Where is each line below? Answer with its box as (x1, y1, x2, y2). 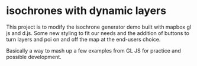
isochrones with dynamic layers (6, 4, 167, 18)
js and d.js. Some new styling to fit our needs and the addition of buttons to (6, 29, 189, 36)
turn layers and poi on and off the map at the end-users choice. (6, 36, 161, 43)
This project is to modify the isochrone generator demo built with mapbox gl (6, 23, 192, 30)
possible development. (6, 53, 62, 60)
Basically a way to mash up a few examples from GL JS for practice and (6, 47, 182, 54)
